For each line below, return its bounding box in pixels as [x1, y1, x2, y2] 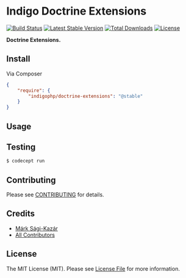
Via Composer [6, 70, 43, 77]
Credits [6, 209, 35, 219]
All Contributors [15, 231, 55, 238]
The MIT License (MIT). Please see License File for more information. [6, 265, 180, 272]
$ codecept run [6, 158, 45, 164]
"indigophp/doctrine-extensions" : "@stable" [28, 93, 143, 99]
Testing [6, 142, 36, 152]
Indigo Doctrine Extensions [6, 4, 147, 18]
